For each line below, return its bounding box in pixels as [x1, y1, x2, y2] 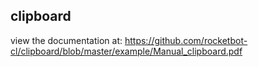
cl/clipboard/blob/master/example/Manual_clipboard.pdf [10, 45, 243, 57]
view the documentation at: [10, 34, 123, 46]
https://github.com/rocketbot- [124, 34, 248, 46]
